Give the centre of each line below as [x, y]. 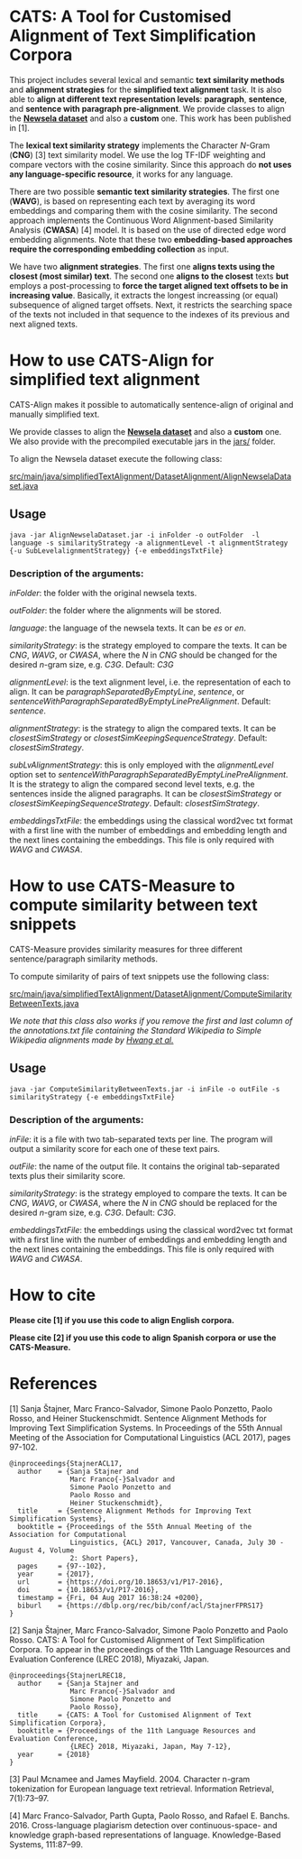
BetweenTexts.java [44, 1003]
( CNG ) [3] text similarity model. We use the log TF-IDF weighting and [137, 154]
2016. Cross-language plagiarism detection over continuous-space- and [143, 1825]
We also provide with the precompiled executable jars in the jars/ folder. [143, 441]
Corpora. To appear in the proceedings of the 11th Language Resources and [150, 1649]
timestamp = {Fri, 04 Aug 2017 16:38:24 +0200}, [110, 1597]
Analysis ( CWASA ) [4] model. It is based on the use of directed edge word [148, 230]
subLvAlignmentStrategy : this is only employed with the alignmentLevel [142, 765]
